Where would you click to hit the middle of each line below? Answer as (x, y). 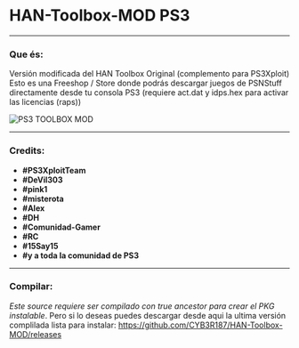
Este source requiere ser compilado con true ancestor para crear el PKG (142, 306)
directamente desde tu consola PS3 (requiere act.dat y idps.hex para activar (149, 93)
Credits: (27, 150)
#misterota (43, 198)
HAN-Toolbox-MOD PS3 (100, 16)
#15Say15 (40, 246)
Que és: (26, 54)
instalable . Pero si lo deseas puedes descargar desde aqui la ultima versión (148, 315)
